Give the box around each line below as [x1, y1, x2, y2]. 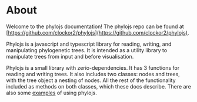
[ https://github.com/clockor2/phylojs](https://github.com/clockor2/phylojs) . [6, 29, 189, 36]
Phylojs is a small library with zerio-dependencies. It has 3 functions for [6, 64, 180, 71]
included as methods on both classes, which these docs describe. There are [6, 83, 191, 90]
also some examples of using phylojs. [6, 89, 97, 96]
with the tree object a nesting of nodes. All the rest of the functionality [6, 77, 176, 84]
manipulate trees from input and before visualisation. [6, 53, 134, 60]
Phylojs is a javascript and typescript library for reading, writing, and [6, 40, 172, 47]
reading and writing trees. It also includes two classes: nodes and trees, [6, 70, 181, 77]
